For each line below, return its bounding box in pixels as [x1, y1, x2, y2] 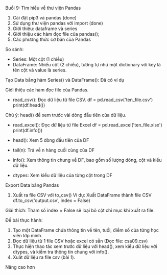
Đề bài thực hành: [5, 217, 43, 223]
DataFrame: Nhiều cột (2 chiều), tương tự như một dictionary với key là [12, 62, 161, 67]
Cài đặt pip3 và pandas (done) [12, 15, 77, 20]
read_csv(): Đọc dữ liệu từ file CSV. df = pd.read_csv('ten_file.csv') [12, 97, 153, 103]
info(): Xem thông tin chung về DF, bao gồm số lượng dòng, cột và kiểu [12, 157, 162, 163]
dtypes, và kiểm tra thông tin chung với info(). [12, 249, 109, 255]
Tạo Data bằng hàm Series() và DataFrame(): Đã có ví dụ [5, 77, 125, 83]
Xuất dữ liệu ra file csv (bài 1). [12, 254, 76, 260]
